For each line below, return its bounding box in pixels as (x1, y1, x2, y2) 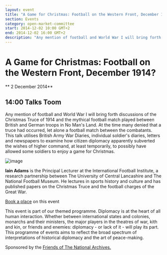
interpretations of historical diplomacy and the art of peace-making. (5, 235, 144, 241)
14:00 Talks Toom (5, 98, 62, 107)
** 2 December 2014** (5, 83, 53, 90)
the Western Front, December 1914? (5, 67, 156, 79)
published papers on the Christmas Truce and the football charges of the (5, 183, 155, 189)
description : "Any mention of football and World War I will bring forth (5, 35, 162, 40)
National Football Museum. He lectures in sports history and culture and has (5, 178, 161, 184)
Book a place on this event (5, 198, 60, 204)
